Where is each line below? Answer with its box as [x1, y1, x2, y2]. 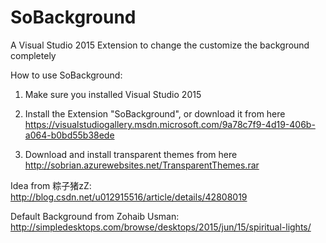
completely [10, 49, 57, 61]
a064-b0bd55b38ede [24, 129, 115, 141]
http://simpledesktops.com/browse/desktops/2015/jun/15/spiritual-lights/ [10, 221, 312, 233]
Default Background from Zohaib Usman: [10, 210, 180, 222]
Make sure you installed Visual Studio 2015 [24, 88, 202, 100]
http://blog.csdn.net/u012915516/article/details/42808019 [10, 191, 248, 203]
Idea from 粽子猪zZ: [10, 179, 92, 191]
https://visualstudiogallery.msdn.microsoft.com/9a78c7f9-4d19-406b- [24, 118, 316, 130]
